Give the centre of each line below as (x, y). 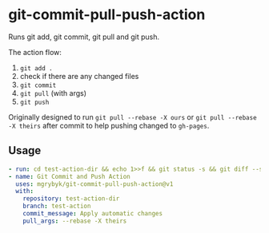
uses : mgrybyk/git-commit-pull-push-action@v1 (94, 184)
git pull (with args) (53, 93)
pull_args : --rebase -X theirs (75, 221)
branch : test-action (57, 206)
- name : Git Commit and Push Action (69, 176)
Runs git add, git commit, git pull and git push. (84, 37)
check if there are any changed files (79, 76)
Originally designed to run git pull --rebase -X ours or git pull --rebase (133, 116)
